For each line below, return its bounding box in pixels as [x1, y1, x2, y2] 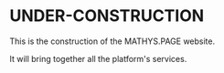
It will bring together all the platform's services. [9, 53, 187, 64]
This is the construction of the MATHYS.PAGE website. [9, 36, 216, 47]
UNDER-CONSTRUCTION [9, 5, 205, 26]
